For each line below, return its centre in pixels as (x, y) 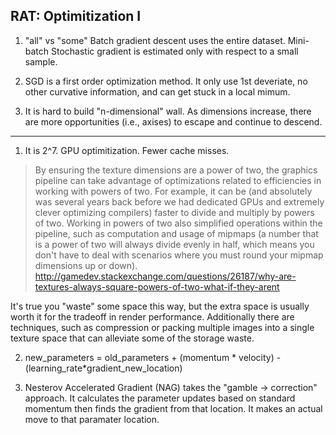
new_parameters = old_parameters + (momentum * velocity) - (153, 357)
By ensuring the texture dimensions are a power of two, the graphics (176, 170)
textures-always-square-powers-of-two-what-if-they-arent (157, 286)
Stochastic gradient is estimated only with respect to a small (175, 51)
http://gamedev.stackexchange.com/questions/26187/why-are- (165, 276)
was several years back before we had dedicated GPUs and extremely (179, 201)
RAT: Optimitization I (76, 16)
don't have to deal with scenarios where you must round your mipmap (179, 255)
